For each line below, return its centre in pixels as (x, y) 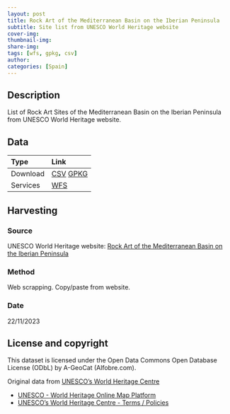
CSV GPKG (70, 174)
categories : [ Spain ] (38, 67)
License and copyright (58, 343)
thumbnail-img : (30, 40)
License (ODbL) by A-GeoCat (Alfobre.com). (72, 368)
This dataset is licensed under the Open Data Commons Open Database (112, 360)
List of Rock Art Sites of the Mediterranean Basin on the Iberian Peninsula (114, 112)
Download (28, 174)
